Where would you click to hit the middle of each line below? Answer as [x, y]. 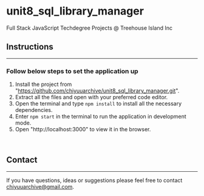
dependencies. [34, 110]
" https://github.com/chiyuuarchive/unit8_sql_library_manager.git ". [97, 91]
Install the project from [43, 84]
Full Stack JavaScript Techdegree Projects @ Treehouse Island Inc [90, 28]
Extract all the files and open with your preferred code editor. [91, 97]
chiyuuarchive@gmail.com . [40, 186]
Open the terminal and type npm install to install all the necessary [98, 103]
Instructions [30, 47]
